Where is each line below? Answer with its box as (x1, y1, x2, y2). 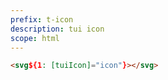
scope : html (10, 33, 60, 43)
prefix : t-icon (10, 14, 74, 25)
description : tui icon (10, 24, 105, 34)
